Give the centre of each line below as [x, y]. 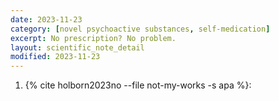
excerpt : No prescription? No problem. [93, 38]
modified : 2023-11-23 [55, 57]
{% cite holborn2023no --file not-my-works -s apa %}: [138, 85]
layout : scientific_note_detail [77, 47]
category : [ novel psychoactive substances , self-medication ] [140, 29]
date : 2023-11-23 [46, 19]
